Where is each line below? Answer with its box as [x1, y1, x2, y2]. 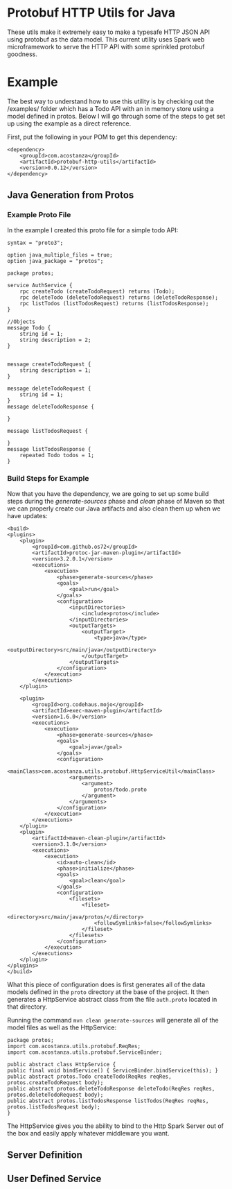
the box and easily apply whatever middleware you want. [7, 1129, 170, 1137]
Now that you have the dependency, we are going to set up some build [7, 489, 209, 497]
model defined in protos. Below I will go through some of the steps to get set [7, 112, 226, 120]
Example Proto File [7, 210, 71, 220]
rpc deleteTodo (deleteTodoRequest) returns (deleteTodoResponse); [19, 293, 218, 301]
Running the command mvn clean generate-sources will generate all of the [7, 1016, 220, 1024]
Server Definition [7, 1149, 83, 1161]
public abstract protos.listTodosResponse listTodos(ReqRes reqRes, [7, 1097, 209, 1104]
